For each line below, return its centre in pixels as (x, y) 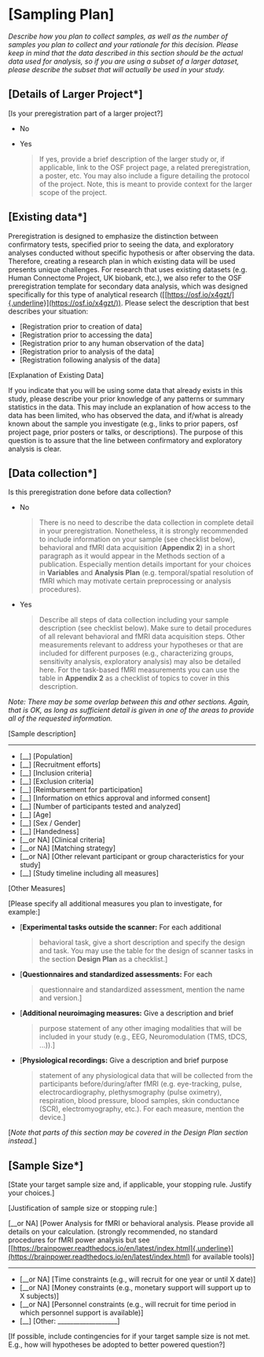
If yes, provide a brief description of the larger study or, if (132, 159)
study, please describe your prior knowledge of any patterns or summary (126, 398)
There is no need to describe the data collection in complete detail (146, 523)
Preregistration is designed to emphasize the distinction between (113, 236)
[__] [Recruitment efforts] (60, 765)
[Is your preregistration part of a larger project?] (86, 113)
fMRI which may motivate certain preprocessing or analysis (135, 581)
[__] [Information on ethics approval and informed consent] (115, 798)
